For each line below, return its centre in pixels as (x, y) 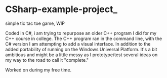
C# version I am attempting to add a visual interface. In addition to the (78, 44)
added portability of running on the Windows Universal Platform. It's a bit (81, 49)
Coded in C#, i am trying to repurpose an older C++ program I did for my (81, 33)
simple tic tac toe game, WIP (35, 23)
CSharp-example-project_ (61, 9)
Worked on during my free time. (38, 70)
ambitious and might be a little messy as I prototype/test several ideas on (81, 55)
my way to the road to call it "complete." (47, 60)
